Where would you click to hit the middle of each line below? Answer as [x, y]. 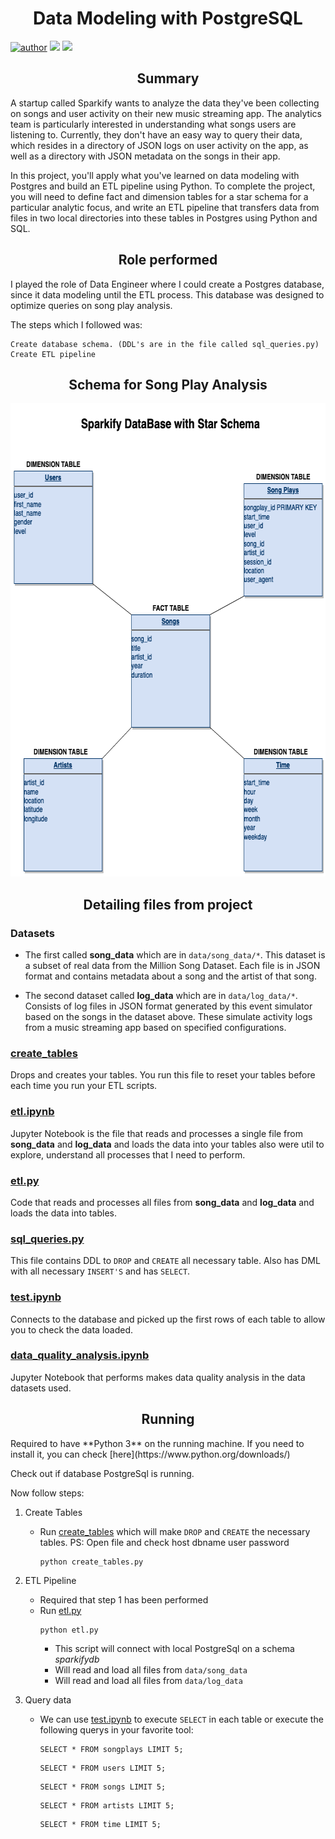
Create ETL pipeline [53, 354]
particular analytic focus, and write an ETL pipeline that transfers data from [165, 207]
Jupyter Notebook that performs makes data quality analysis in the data [158, 1377]
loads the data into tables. [64, 1213]
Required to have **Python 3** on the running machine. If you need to [157, 1443]
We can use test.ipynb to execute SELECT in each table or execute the [181, 1719]
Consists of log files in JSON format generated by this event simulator [168, 1006]
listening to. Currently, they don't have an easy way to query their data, [156, 134]
